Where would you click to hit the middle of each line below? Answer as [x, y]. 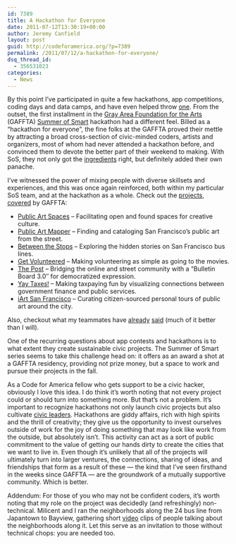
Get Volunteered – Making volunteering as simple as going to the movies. [123, 261]
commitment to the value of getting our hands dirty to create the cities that [116, 445]
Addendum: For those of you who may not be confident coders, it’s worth [114, 496]
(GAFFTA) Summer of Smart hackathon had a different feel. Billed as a [109, 122]
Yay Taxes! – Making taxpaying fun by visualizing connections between [121, 284]
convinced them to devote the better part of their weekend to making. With [116, 152]
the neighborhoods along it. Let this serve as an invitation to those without [115, 526]
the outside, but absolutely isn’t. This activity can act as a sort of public [111, 437]
